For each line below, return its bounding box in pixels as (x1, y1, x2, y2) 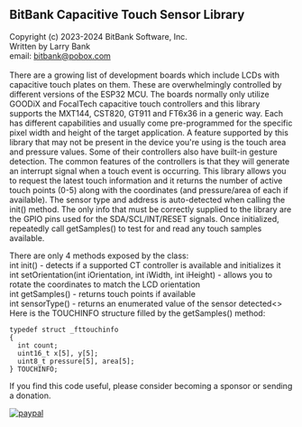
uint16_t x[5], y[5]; (17, 348, 99, 357)
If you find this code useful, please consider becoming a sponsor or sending (9, 380, 293, 391)
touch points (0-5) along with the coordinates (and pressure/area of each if (9, 184, 288, 195)
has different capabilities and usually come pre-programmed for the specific (9, 117, 293, 128)
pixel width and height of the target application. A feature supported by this (9, 126, 288, 138)
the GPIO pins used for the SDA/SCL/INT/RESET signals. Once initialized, (9, 213, 279, 224)
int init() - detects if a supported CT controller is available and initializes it (9, 259, 281, 270)
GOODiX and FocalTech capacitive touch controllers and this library (9, 98, 261, 109)
